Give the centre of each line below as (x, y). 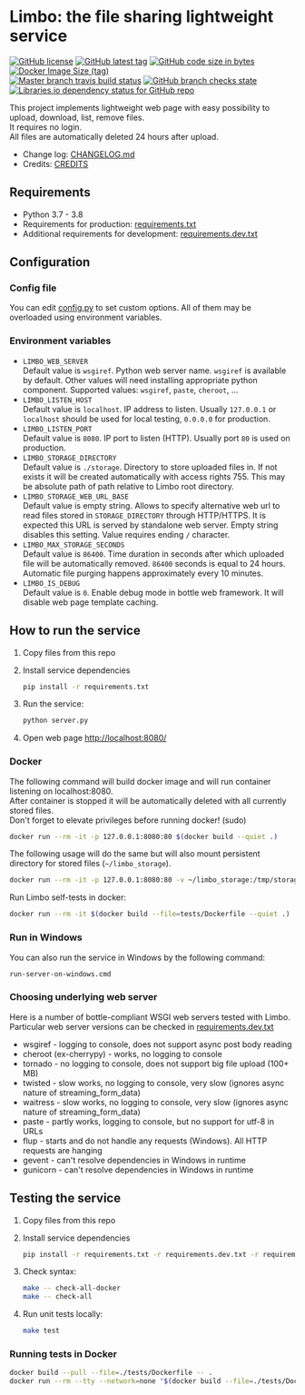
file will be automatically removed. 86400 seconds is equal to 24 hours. (154, 563)
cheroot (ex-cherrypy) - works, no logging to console (122, 1054)
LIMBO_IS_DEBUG (51, 583)
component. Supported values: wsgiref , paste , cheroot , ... (130, 390)
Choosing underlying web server (84, 997)
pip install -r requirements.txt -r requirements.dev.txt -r (141, 1254)
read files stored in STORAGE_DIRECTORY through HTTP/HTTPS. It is (144, 515)
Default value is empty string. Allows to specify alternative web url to (151, 505)
